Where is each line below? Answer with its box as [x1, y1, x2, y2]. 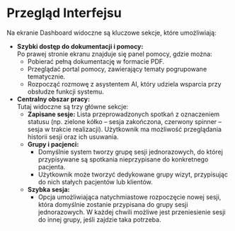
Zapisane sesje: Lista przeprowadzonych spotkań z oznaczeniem [27, 110, 220, 118]
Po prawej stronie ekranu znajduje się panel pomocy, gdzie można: [16, 50, 213, 58]
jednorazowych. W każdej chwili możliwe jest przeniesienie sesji [38, 208, 226, 216]
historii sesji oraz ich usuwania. [27, 133, 119, 141]
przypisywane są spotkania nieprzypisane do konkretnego [38, 154, 209, 164]
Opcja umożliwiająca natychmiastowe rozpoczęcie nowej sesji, [38, 193, 222, 201]
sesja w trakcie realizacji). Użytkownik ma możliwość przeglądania [27, 125, 222, 133]
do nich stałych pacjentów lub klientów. [38, 177, 153, 186]
